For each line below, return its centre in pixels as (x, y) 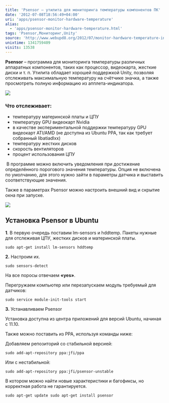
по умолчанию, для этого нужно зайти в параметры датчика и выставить (84, 175)
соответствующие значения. (36, 180)
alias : (12, 24)
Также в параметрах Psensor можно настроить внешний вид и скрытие (82, 190)
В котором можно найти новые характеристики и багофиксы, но (75, 381)
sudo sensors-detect (27, 266)
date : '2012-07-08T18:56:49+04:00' (43, 15)
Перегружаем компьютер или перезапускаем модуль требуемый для (81, 285)
